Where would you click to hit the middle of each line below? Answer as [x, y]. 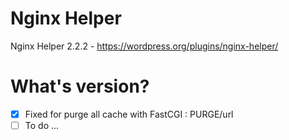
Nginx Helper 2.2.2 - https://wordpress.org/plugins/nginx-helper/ [144, 46]
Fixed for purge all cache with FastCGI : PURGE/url [129, 114]
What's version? [80, 86]
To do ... [42, 125]
